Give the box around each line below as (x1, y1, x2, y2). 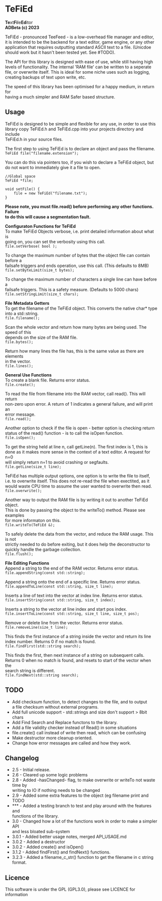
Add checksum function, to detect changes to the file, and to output (12, 699, 147, 705)
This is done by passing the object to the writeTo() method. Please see (5, 507, 146, 513)
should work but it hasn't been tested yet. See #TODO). (5, 49, 116, 55)
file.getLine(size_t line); (5, 464, 62, 469)
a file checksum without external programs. (12, 704, 99, 710)
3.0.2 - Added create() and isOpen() (12, 844, 84, 850)
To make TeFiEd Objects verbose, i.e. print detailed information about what (5, 228, 154, 234)
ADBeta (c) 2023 (5, 24, 40, 30)
